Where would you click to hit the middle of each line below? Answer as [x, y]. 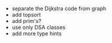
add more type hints [37, 34]
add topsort [26, 15]
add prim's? [27, 21]
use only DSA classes [39, 27]
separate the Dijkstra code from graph [59, 9]
